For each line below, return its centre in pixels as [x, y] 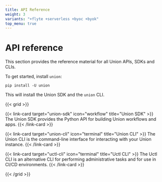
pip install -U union [28, 86]
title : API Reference [28, 10]
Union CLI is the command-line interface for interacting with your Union [78, 139]
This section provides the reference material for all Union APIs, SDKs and [80, 62]
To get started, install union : [34, 77]
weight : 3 [15, 14]
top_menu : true [21, 23]
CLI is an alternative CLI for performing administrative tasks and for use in [81, 159]
